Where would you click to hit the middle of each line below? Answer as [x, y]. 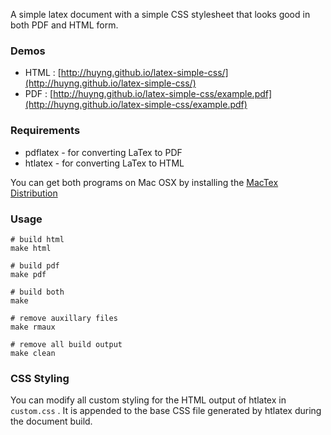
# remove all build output [66, 344]
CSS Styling [40, 378]
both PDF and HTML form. [64, 25]
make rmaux [33, 327]
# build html [37, 239]
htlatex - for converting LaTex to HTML [104, 163]
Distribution [34, 193]
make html [31, 248]
